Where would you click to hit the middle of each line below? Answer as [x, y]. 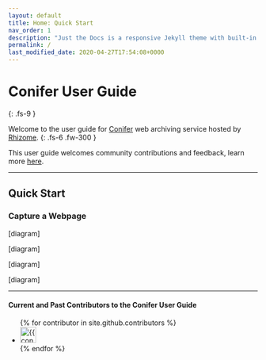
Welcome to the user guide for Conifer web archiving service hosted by [125, 128]
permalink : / [30, 45]
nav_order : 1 [30, 30]
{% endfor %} [42, 348]
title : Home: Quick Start [51, 23]
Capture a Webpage [47, 216]
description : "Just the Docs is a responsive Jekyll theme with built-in [133, 38]
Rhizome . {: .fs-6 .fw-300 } [52, 137]
